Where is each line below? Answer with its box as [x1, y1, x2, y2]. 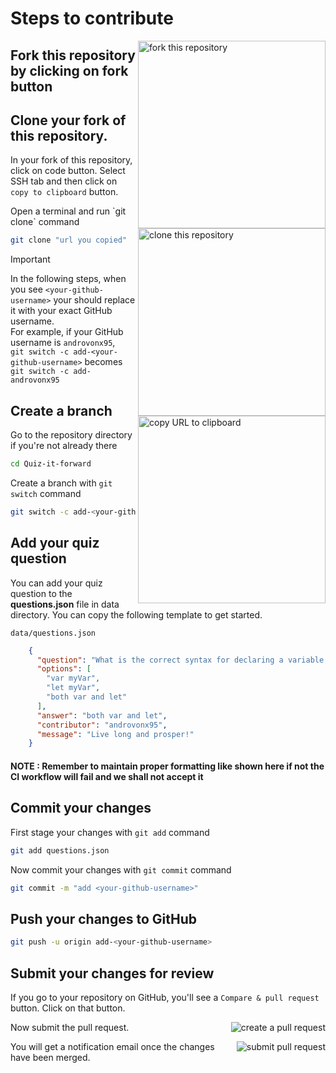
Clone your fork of [10, 112, 127, 129]
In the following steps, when [10, 273, 127, 285]
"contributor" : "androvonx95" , [36, 720, 168, 730]
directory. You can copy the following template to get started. [10, 608, 263, 621]
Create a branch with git [10, 477, 113, 489]
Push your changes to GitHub [10, 910, 197, 927]
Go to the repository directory [10, 429, 133, 441]
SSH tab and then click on [10, 175, 118, 187]
